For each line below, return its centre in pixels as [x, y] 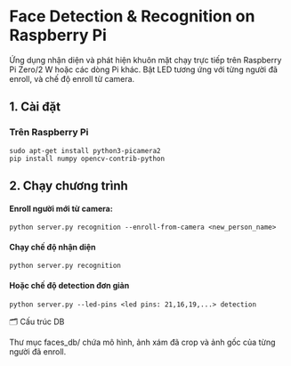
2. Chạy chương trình [69, 186]
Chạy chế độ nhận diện [53, 247]
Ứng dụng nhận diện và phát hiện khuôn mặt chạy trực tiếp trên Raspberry [145, 60]
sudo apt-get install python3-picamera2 [85, 150]
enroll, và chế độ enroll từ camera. [72, 78]
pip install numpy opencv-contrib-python [87, 159]
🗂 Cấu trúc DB [37, 321]
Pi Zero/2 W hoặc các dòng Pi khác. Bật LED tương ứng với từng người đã [144, 69]
